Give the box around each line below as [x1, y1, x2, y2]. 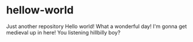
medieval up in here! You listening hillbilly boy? [6, 29, 121, 36]
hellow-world [6, 3, 74, 17]
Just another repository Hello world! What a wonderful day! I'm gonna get [6, 23, 187, 30]
